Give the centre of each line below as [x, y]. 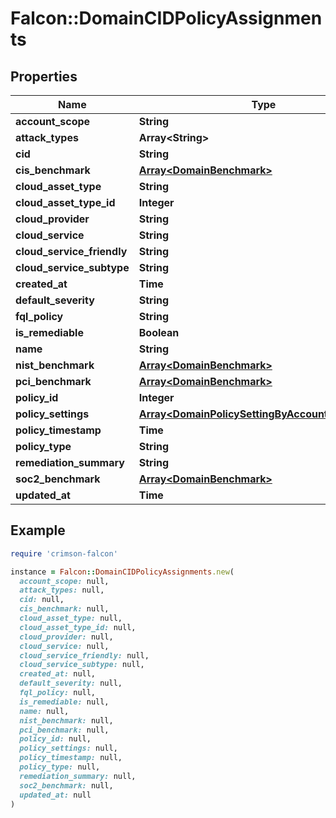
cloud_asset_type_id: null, [78, 627]
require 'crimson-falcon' [64, 553]
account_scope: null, [64, 581]
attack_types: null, [62, 590]
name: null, [44, 711]
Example [38, 530]
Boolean [159, 332]
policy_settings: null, [68, 748]
